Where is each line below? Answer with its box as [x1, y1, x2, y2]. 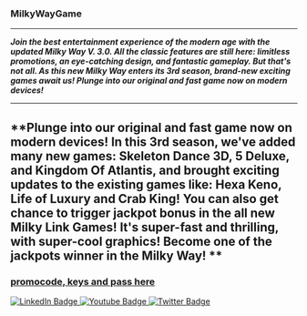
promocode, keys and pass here [10, 275, 156, 288]
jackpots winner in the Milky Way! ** [10, 248, 223, 263]
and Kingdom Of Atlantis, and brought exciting [10, 162, 281, 178]
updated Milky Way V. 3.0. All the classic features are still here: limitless [10, 46, 291, 57]
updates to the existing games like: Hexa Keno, [10, 177, 282, 192]
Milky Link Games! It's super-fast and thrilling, [10, 219, 279, 235]
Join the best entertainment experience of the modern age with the [10, 36, 271, 47]
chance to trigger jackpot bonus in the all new [10, 205, 276, 220]
